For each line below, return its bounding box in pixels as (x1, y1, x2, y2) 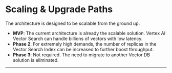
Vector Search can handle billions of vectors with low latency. (12, 35, 143, 42)
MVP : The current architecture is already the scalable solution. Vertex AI (12, 30, 165, 36)
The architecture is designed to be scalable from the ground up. (5, 20, 140, 26)
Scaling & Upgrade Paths (5, 4, 113, 15)
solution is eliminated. (12, 57, 59, 63)
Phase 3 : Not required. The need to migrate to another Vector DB (12, 52, 150, 58)
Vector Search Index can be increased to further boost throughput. (12, 46, 154, 52)
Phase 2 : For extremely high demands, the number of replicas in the (12, 41, 157, 47)
